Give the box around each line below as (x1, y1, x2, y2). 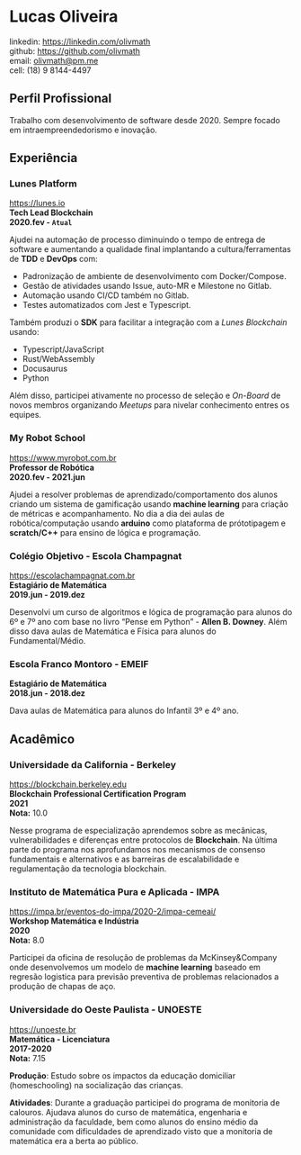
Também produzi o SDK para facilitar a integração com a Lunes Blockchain (9, 317, 288, 328)
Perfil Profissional (9, 91, 112, 106)
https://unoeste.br (9, 1024, 76, 1034)
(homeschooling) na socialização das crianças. (9, 1079, 184, 1090)
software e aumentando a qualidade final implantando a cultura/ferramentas (9, 244, 292, 255)
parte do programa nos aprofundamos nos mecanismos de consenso (9, 844, 266, 855)
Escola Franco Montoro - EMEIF (9, 657, 149, 670)
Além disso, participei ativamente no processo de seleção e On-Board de (9, 390, 281, 402)
